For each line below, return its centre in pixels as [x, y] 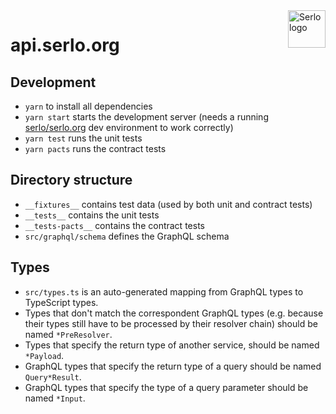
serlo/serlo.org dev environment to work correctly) [129, 127]
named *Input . [55, 398]
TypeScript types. [61, 302]
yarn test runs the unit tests [83, 138]
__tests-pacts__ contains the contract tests [114, 225]
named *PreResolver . [68, 334]
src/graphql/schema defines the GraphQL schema [127, 236]
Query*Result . [53, 376]
